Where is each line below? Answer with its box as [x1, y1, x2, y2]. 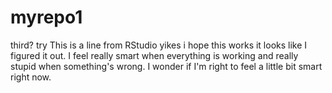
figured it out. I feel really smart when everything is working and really [10, 49, 299, 61]
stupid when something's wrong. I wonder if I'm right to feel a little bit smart [10, 60, 323, 72]
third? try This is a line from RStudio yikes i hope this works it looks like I [10, 39, 308, 51]
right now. [10, 71, 52, 83]
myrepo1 [10, 6, 83, 29]
